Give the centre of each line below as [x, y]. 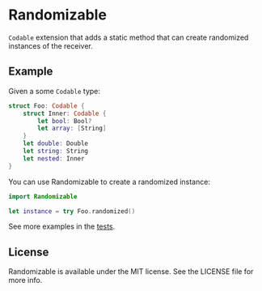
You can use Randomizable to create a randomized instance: [109, 182]
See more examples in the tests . [62, 227]
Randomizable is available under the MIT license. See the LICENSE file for [131, 272]
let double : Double [56, 143]
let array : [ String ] [72, 128]
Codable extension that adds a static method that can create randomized [129, 37]
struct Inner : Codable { [65, 113]
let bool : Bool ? [65, 121]
